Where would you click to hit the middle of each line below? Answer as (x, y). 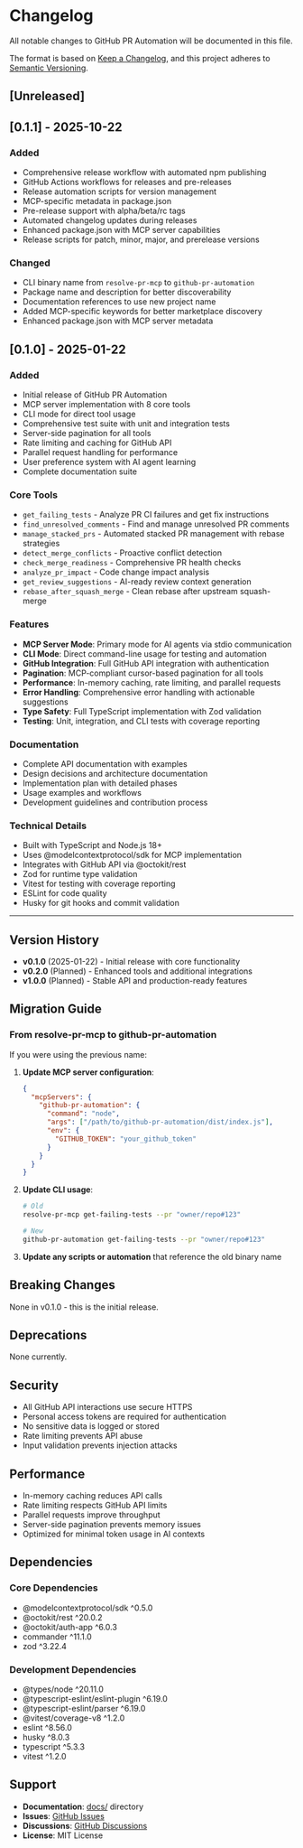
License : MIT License (63, 1835)
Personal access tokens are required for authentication (124, 1417)
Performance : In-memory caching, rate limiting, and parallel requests (151, 682)
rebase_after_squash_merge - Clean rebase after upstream (130, 592)
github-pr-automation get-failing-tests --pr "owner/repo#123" (144, 1239)
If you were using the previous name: (78, 1054)
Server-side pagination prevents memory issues (111, 1525)
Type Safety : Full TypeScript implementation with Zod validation (142, 711)
